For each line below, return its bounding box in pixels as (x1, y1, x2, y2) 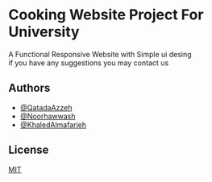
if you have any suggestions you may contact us (8, 58, 169, 68)
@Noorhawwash (19, 111, 76, 121)
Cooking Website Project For (8, 6, 204, 24)
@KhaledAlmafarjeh (19, 119, 87, 130)
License (8, 143, 49, 157)
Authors (8, 81, 51, 95)
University (8, 23, 80, 41)
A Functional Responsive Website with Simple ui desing (8, 49, 192, 59)
